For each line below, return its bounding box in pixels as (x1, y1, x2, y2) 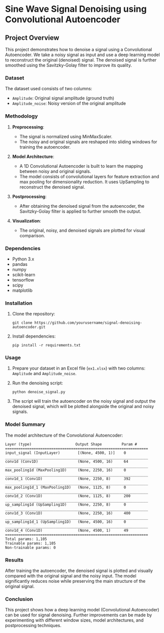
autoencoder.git (12, 325, 46, 330)
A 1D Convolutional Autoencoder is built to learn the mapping (19, 163, 143, 169)
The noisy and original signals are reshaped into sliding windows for (19, 139, 158, 145)
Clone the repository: (12, 311, 55, 317)
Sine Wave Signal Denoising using (5, 3, 147, 15)
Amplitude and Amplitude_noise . (12, 371, 77, 377)
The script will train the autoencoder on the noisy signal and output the (12, 398, 156, 404)
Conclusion (5, 596, 33, 602)
